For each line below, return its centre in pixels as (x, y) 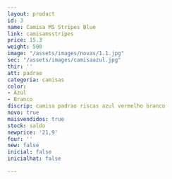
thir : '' (20, 67)
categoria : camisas (36, 80)
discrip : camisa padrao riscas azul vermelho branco (86, 106)
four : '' (20, 139)
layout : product (31, 14)
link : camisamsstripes (41, 34)
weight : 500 (25, 47)
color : (17, 86)
